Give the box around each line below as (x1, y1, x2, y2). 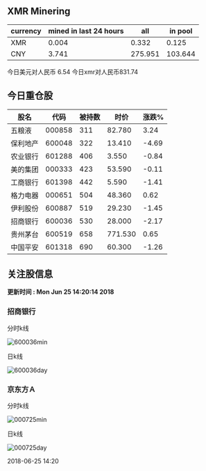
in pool (169, 26, 193, 35)
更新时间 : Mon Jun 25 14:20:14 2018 (7, 287, 114, 296)
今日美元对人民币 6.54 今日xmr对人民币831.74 (7, 67, 139, 75)
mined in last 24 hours (48, 26, 124, 35)
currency (10, 26, 42, 35)
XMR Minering (7, 6, 71, 17)
